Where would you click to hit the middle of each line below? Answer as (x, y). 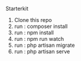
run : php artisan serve (42, 52)
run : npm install (34, 33)
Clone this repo (33, 20)
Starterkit (17, 9)
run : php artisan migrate (44, 45)
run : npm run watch (39, 39)
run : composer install (41, 26)
